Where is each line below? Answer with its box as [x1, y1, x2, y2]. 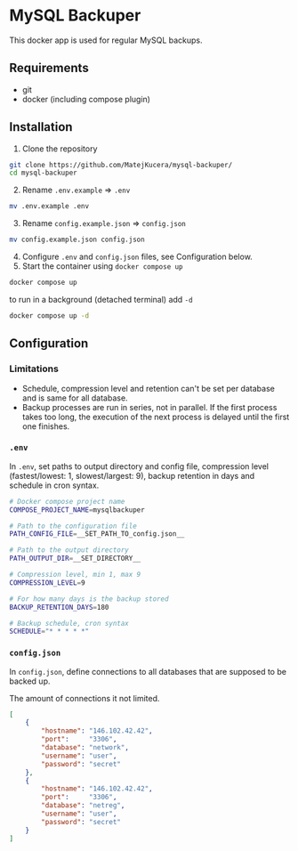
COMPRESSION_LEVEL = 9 [9, 578, 86, 588]
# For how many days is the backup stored [9, 594, 169, 604]
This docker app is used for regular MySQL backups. [9, 35, 203, 45]
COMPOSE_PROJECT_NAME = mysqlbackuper [9, 505, 145, 515]
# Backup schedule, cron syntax [9, 619, 129, 628]
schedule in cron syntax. [9, 480, 100, 490]
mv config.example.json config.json [9, 235, 145, 245]
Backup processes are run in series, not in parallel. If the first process [21, 401, 278, 412]
